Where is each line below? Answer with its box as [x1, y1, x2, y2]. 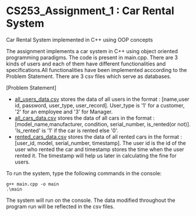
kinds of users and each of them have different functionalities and [6, 60, 166, 67]
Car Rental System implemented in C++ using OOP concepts [6, 36, 153, 43]
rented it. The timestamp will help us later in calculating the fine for [14, 152, 177, 159]
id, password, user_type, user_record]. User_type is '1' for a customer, [14, 102, 185, 109]
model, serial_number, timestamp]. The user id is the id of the [37, 139, 187, 146]
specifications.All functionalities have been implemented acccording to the [6, 66, 187, 73]
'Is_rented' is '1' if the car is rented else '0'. [14, 127, 119, 134]
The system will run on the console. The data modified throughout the [6, 197, 175, 204]
